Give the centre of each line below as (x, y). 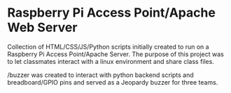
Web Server (42, 27)
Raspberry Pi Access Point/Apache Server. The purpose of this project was (115, 54)
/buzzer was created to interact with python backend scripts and (100, 75)
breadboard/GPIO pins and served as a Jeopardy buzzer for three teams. (113, 82)
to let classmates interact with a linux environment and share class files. (111, 61)
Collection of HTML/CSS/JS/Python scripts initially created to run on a (108, 46)
